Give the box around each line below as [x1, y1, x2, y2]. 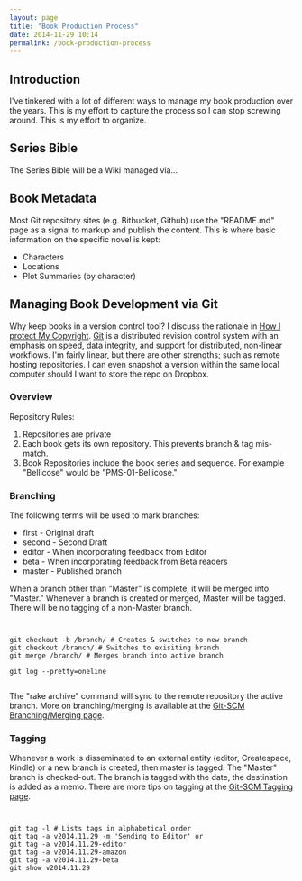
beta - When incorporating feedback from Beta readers [22, 556, 228, 568]
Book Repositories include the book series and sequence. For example [22, 457, 285, 468]
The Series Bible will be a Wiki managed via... [9, 164, 178, 176]
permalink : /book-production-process [9, 38, 151, 48]
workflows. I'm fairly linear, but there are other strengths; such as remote [9, 349, 281, 360]
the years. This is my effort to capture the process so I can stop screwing [9, 105, 281, 116]
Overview [9, 391, 53, 404]
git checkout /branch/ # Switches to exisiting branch [9, 643, 220, 653]
